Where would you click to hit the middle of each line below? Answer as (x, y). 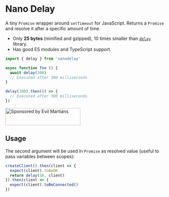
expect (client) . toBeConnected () (44, 185)
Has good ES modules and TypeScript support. (62, 49)
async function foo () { (32, 68)
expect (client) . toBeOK (34, 170)
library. (20, 43)
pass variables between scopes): (40, 156)
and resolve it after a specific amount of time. (53, 28)
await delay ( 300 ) (28, 73)
